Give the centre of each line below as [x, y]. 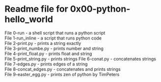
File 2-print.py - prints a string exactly [43, 43]
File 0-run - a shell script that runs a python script [55, 33]
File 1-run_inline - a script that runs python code [53, 38]
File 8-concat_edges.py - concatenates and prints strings [63, 69]
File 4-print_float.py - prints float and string [48, 53]
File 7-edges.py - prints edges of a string [46, 64]
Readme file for [36, 9]
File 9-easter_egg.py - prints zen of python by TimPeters [62, 74]
